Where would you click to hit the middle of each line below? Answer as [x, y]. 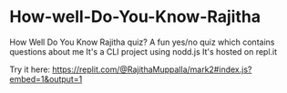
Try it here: [30, 69]
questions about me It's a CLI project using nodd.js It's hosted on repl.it [143, 51]
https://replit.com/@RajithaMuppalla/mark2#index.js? [152, 69]
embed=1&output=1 [46, 78]
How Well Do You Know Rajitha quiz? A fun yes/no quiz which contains [142, 42]
